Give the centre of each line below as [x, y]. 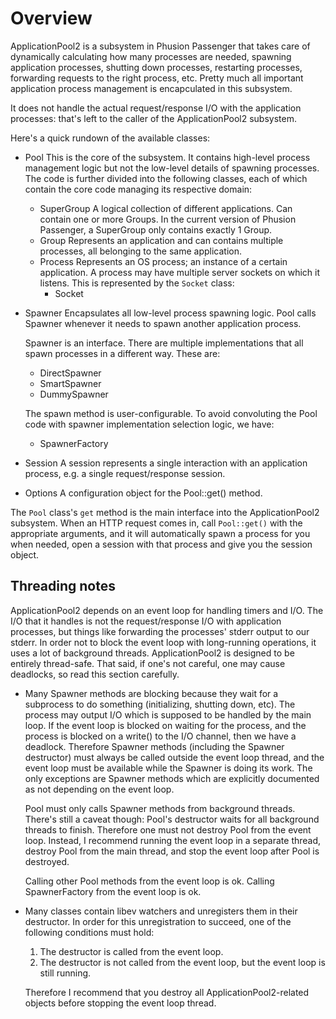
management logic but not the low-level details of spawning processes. [172, 168]
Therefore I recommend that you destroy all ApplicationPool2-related [167, 992]
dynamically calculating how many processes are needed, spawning [151, 56]
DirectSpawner [70, 373]
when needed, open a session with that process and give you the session [161, 544]
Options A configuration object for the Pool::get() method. [143, 493]
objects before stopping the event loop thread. [120, 1003]
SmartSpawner [70, 383]
